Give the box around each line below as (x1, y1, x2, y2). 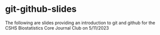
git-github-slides (5, 3, 77, 15)
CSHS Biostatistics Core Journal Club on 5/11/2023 (5, 25, 109, 31)
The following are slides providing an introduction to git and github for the (5, 20, 156, 26)
